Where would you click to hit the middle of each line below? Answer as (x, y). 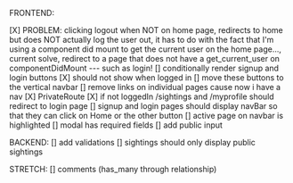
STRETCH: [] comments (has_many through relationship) (113, 169)
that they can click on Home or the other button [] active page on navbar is (146, 116)
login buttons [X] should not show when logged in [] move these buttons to (146, 78)
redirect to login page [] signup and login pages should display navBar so (143, 106)
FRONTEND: (32, 13)
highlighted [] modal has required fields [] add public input (116, 125)
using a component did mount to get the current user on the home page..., (146, 49)
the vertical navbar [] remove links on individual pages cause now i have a (145, 87)
